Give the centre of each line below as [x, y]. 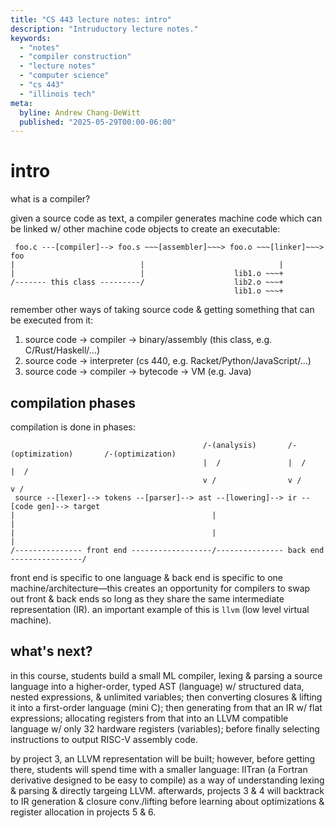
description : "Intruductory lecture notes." [104, 29]
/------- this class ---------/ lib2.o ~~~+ [147, 282]
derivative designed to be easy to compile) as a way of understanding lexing [167, 780]
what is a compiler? [50, 199]
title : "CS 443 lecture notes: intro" [91, 19]
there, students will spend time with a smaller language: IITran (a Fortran [159, 769]
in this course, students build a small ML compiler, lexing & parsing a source [166, 675]
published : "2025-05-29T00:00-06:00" [98, 122]
